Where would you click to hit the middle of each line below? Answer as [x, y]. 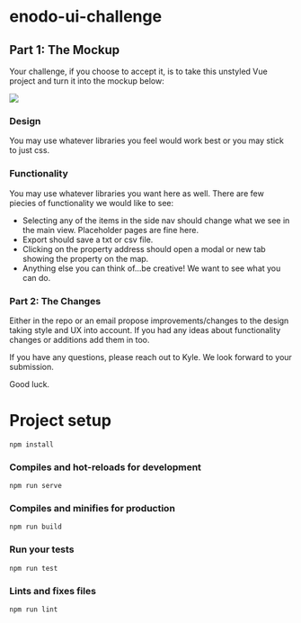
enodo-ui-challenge [86, 17]
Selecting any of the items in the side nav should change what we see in [156, 220]
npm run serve [36, 486]
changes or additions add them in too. [80, 339]
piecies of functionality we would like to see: [92, 203]
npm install [31, 444]
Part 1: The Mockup [65, 50]
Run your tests [42, 549]
